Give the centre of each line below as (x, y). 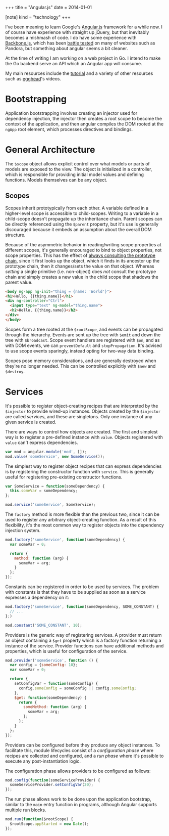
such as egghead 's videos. (33, 79)
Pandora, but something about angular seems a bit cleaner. (67, 48)
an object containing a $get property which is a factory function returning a (83, 640)
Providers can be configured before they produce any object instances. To (83, 745)
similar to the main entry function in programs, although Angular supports (81, 805)
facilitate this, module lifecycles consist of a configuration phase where (79, 750)
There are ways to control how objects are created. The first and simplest (81, 431)
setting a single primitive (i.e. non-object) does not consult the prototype (81, 271)
